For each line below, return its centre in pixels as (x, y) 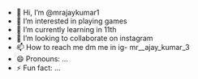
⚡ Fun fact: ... (38, 68)
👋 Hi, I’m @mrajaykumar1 (58, 12)
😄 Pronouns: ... (42, 59)
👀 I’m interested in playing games (71, 21)
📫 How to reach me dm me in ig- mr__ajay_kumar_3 (103, 47)
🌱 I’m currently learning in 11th (66, 29)
